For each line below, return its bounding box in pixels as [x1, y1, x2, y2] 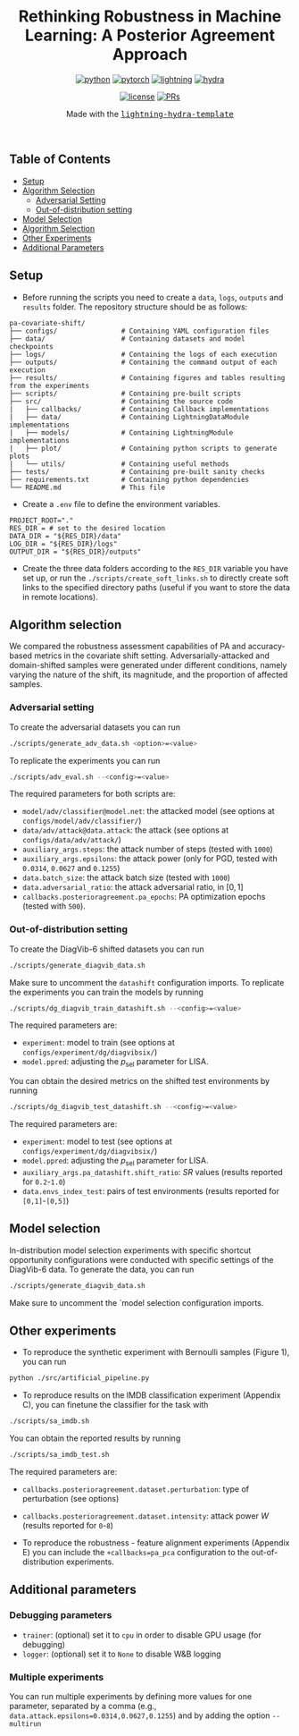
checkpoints [9, 342, 54, 351]
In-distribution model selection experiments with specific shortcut [9, 1245, 252, 1256]
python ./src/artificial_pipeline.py [9, 1374, 150, 1383]
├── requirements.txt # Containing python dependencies [9, 475, 250, 484]
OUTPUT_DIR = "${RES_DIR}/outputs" [9, 547, 142, 556]
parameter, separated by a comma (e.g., [9, 1701, 157, 1712]
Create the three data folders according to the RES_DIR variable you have [21, 563, 288, 573]
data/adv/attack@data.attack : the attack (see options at [21, 825, 229, 835]
